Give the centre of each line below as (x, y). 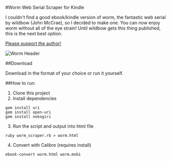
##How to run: (20, 83)
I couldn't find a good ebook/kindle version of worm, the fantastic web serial (86, 17)
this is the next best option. (34, 33)
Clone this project (31, 93)
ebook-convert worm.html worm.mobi (43, 154)
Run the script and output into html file (53, 126)
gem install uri (22, 108)
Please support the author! (33, 43)
